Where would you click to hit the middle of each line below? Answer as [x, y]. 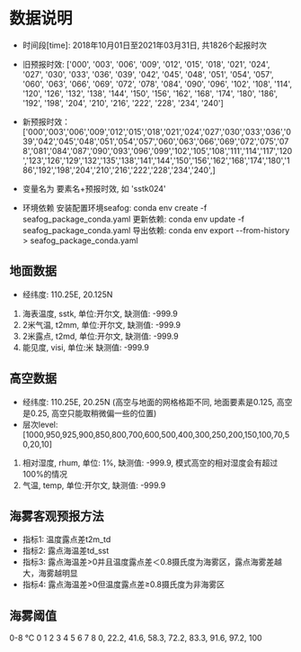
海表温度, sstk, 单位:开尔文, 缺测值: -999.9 [100, 313]
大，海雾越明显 [50, 574]
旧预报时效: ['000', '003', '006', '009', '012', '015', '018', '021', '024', [146, 64]
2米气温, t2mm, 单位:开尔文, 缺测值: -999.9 [102, 324]
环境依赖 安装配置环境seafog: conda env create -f [115, 207]
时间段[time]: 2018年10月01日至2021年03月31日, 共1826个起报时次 [145, 45]
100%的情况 [44, 474]
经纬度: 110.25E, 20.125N [67, 294]
